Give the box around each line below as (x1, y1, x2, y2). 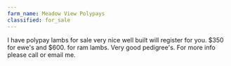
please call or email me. (7, 50, 76, 59)
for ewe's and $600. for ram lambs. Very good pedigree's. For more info (7, 43, 216, 51)
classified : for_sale (7, 17, 71, 24)
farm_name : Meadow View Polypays (7, 10, 105, 17)
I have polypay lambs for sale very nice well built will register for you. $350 (7, 35, 224, 44)
